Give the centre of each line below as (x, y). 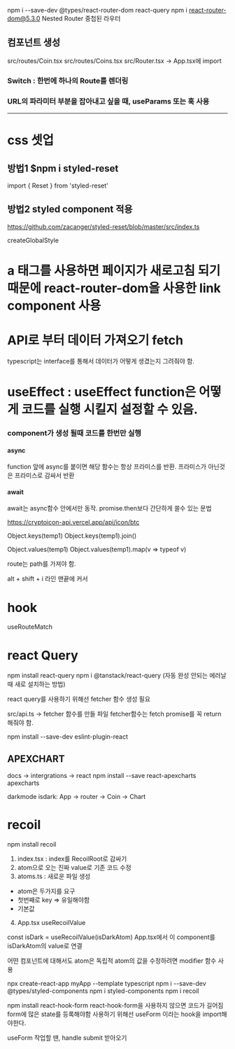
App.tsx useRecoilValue (51, 923)
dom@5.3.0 (24, 18)
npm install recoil (32, 845)
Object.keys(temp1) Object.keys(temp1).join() (72, 536)
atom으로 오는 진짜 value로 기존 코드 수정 (74, 868)
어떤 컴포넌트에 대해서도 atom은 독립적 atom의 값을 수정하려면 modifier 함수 (112, 961)
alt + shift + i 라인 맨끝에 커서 (48, 579)
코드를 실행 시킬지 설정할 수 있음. (109, 410)
